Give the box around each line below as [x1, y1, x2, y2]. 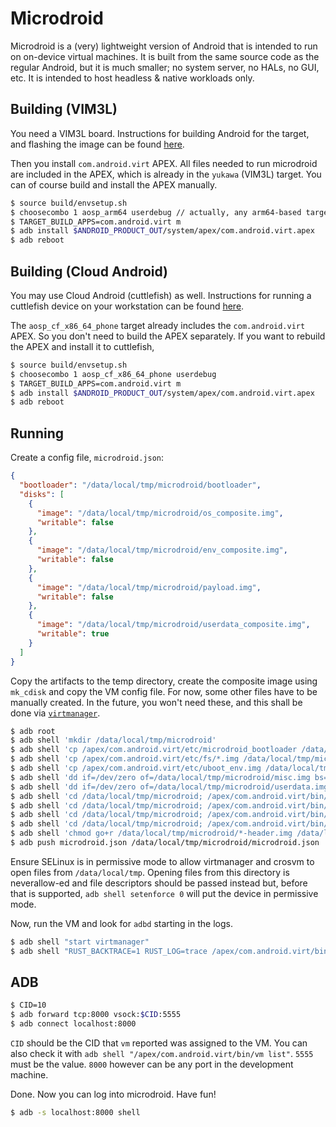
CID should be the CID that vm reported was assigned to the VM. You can [10, 1037, 308, 1049]
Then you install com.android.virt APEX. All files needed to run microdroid [10, 157, 318, 169]
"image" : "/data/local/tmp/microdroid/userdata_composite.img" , [36, 620, 311, 630]
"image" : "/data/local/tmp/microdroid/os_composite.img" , [36, 508, 284, 518]
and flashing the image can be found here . [10, 138, 185, 150]
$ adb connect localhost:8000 [10, 1019, 137, 1029]
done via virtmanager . [10, 707, 101, 719]
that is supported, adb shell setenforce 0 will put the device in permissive [10, 887, 319, 899]
